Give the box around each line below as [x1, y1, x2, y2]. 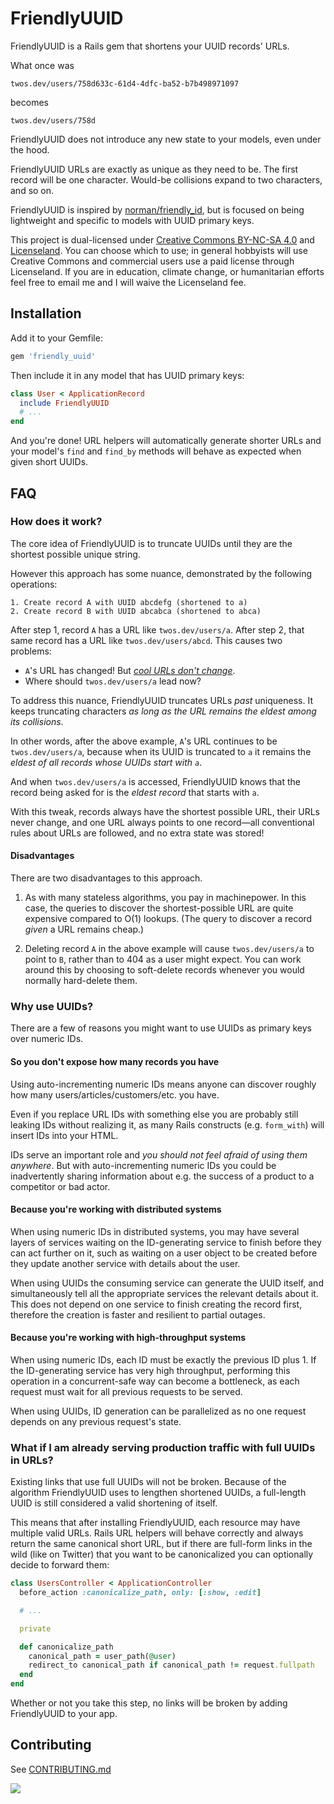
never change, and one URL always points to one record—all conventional [10, 816, 315, 828]
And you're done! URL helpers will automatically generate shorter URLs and [10, 435, 322, 447]
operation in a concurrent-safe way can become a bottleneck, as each [10, 1375, 300, 1387]
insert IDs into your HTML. [10, 1129, 119, 1141]
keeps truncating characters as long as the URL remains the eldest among [10, 705, 317, 717]
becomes [10, 96, 49, 108]
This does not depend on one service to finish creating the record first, [10, 1298, 303, 1310]
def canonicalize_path [19, 1642, 114, 1652]
